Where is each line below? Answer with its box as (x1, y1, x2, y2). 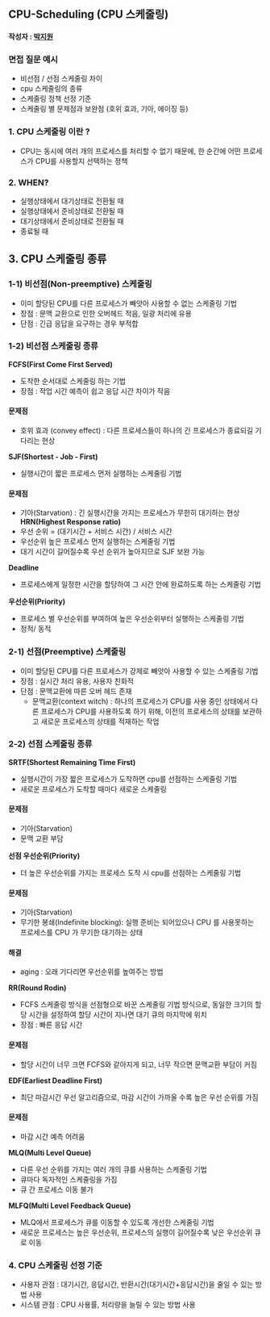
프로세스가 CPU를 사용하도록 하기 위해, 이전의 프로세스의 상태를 (40, 706, 241, 716)
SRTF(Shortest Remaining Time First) (8, 757, 136, 767)
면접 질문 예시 (8, 53, 59, 65)
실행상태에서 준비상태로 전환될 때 (19, 206, 124, 215)
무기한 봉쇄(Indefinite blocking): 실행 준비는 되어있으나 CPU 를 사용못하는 (19, 918, 255, 927)
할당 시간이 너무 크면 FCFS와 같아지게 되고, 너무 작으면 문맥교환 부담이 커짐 (19, 1060, 258, 1069)
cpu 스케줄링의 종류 (19, 84, 83, 94)
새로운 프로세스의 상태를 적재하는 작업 (40, 717, 160, 726)
